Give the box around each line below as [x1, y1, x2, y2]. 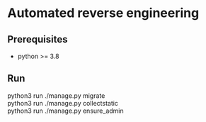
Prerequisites [7, 33, 68, 45]
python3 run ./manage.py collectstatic [7, 99, 119, 107]
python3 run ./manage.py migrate [7, 91, 105, 100]
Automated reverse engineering [7, 5, 200, 21]
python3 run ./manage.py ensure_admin [7, 106, 124, 115]
